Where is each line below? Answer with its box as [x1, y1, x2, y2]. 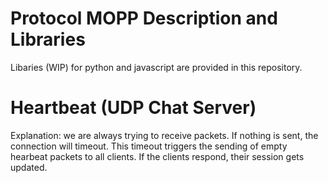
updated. [10, 161, 48, 173]
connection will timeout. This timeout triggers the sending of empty [10, 140, 288, 152]
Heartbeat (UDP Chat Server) [10, 97, 257, 119]
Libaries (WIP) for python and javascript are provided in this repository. [10, 61, 303, 73]
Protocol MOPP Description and [10, 7, 278, 30]
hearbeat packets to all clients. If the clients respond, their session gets [10, 150, 305, 162]
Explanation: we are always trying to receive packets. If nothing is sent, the [10, 129, 319, 141]
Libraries [10, 28, 86, 51]
